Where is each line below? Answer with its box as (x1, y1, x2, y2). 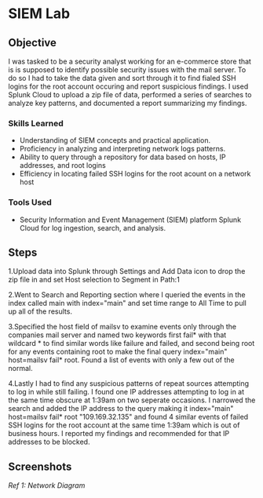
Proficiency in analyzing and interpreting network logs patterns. (19, 144, 226, 154)
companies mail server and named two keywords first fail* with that (8, 330, 227, 340)
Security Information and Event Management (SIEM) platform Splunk (19, 215, 242, 224)
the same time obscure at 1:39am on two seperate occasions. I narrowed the (8, 395, 256, 405)
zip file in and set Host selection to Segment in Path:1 (8, 275, 181, 285)
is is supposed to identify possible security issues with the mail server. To (8, 65, 247, 75)
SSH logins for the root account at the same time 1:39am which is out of (8, 420, 240, 430)
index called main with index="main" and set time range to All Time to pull (8, 299, 247, 308)
